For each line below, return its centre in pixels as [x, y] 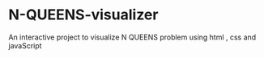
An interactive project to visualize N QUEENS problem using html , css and [132, 37]
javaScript [25, 45]
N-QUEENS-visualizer [83, 15]
